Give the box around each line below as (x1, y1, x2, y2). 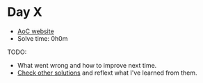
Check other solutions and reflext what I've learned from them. (17, 68, 197, 77)
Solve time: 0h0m (17, 34, 68, 42)
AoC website (17, 27, 54, 35)
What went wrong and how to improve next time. (17, 61, 157, 69)
